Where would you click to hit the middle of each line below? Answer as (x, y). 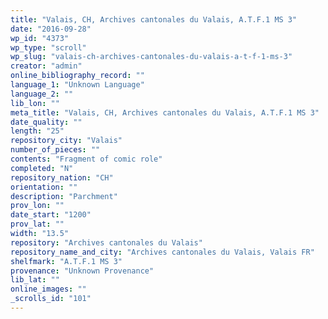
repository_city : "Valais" (66, 141)
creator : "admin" (46, 66)
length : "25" (37, 131)
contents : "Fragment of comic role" (86, 159)
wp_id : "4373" (40, 38)
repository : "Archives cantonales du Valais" (106, 242)
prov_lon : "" (37, 206)
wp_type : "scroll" (48, 47)
